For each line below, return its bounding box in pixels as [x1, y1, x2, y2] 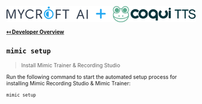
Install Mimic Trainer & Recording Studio [20, 61, 120, 69]
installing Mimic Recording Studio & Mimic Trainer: [6, 79, 131, 87]
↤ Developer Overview [6, 28, 64, 35]
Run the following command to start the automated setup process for [6, 73, 177, 81]
